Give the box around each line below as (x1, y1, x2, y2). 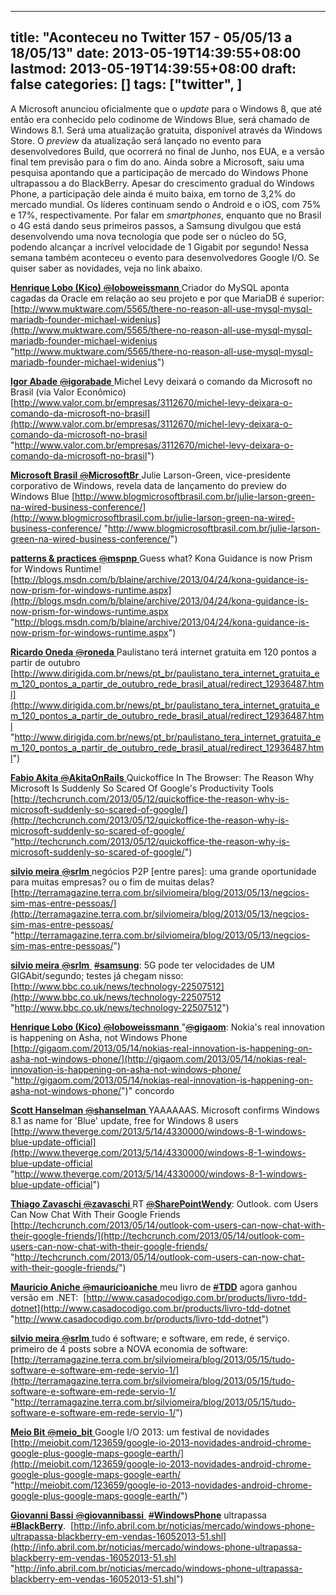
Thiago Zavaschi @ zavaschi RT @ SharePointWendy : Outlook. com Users (10, 1197, 319, 1210)
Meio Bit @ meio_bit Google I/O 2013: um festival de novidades (10, 1426, 270, 1438)
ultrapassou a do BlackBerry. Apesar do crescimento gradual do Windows (10, 177, 315, 189)
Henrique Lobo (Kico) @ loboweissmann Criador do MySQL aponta (10, 281, 290, 293)
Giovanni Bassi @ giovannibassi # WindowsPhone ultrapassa (10, 1509, 267, 1521)
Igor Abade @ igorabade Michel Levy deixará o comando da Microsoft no (10, 375, 313, 387)
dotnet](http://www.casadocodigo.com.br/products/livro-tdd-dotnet (10, 1302, 291, 1314)
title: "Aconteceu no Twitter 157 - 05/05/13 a (10, 29, 293, 46)
